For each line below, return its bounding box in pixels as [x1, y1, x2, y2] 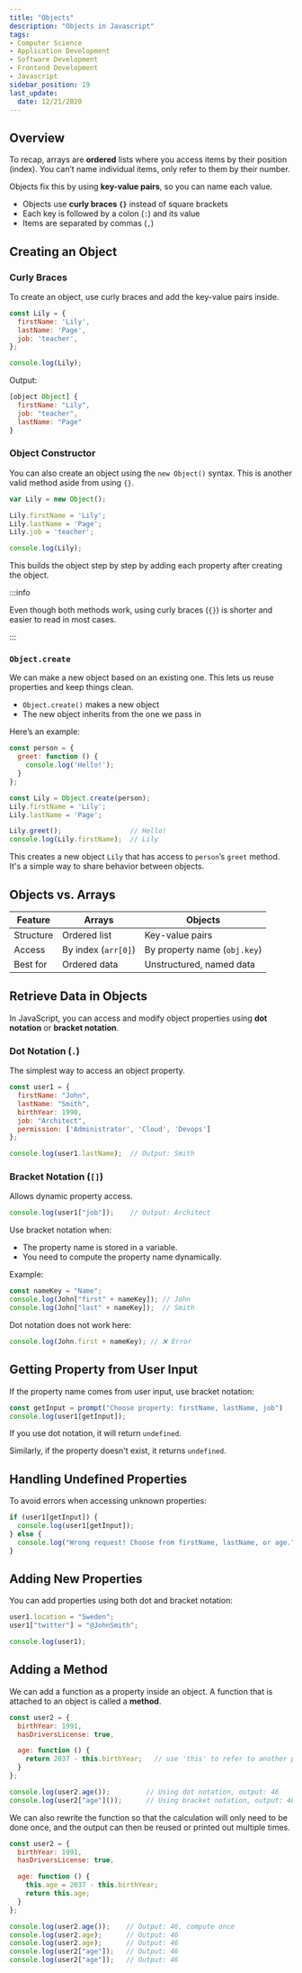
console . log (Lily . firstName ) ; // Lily [9, 835, 159, 844]
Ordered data [61, 959, 119, 971]
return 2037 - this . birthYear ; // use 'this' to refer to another [25, 1754, 288, 1764]
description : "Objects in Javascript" [9, 22, 155, 31]
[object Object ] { [9, 393, 78, 402]
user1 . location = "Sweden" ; [9, 1613, 115, 1622]
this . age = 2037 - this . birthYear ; [25, 1880, 159, 1890]
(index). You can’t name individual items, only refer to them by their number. [9, 164, 290, 175]
